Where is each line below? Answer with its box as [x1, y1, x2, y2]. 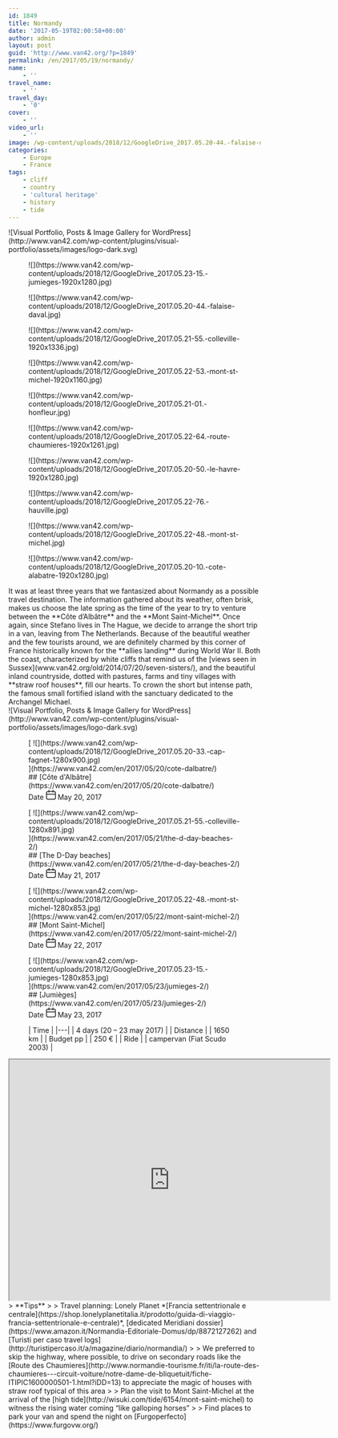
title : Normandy [8, 19, 62, 27]
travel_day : [8, 94, 48, 102]
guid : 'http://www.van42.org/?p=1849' [8, 49, 138, 57]
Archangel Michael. [8, 697, 72, 707]
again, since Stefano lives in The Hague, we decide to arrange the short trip [8, 620, 258, 630]
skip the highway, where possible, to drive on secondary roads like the [8, 1352, 242, 1362]
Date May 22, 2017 [28, 940, 103, 950]
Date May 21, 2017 [28, 871, 101, 880]
